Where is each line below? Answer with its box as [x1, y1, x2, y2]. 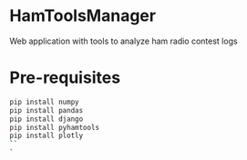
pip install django [9, 115, 84, 124]
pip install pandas [9, 105, 84, 115]
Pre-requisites [9, 67, 121, 88]
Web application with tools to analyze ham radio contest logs [9, 35, 239, 46]
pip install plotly [9, 131, 84, 141]
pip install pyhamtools [9, 123, 100, 132]
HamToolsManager [9, 5, 157, 26]
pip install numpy [9, 97, 79, 106]
